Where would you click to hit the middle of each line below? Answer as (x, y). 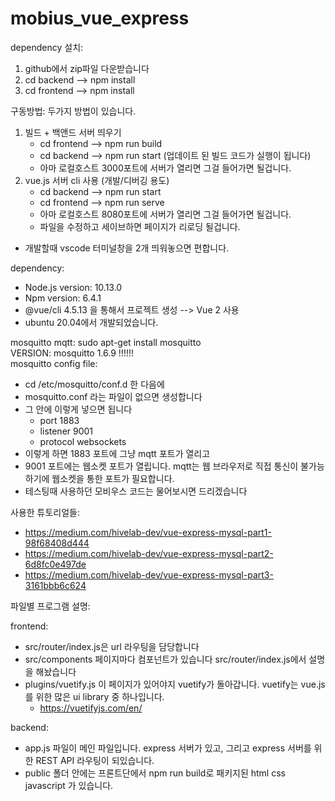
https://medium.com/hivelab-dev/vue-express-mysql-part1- (148, 532)
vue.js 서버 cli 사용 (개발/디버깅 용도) (97, 180)
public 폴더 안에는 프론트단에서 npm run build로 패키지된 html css (155, 773)
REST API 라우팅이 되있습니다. (95, 760)
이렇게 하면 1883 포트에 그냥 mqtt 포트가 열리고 (117, 453)
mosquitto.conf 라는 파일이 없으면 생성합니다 (113, 396)
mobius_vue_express (100, 18)
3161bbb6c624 (55, 585)
